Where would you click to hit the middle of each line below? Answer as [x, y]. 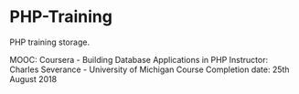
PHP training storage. [49, 42]
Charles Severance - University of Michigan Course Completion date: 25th [149, 69]
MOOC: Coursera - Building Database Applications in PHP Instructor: [139, 59]
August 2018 [33, 78]
